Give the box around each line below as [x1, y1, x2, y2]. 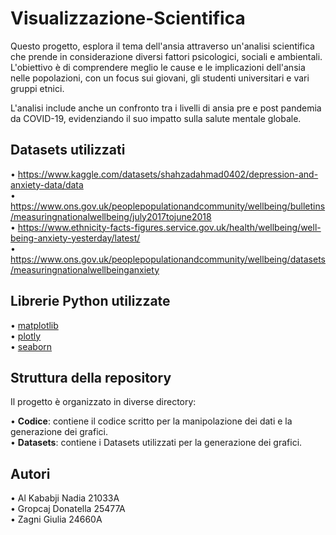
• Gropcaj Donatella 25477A [10, 503, 126, 515]
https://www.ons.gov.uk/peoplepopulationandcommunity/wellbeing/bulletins [10, 200, 326, 212]
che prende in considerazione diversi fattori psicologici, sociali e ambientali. [10, 50, 323, 62]
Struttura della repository [10, 369, 172, 386]
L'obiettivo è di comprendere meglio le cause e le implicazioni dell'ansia [10, 61, 306, 73]
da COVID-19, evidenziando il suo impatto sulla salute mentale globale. [10, 112, 302, 124]
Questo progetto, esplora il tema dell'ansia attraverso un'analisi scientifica [10, 40, 315, 52]
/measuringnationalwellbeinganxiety [10, 263, 160, 276]
